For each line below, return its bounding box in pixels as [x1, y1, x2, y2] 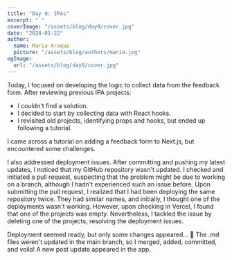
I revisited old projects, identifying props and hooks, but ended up [17, 116, 206, 125]
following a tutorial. [17, 123, 73, 132]
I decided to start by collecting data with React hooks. [17, 109, 171, 117]
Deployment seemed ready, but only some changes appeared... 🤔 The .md [7, 230, 220, 239]
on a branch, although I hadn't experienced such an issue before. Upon [7, 180, 211, 188]
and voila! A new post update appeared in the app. [7, 245, 151, 253]
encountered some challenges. [7, 144, 96, 153]
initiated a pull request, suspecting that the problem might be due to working [7, 173, 226, 181]
